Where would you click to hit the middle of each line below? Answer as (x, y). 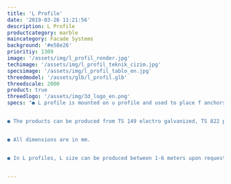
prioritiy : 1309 (30, 52)
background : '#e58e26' (40, 45)
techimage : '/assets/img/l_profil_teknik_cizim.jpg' (84, 65)
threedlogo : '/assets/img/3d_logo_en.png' (69, 97)
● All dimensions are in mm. (49, 139)
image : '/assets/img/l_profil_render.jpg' (69, 58)
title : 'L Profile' (35, 13)
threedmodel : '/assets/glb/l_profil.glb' (67, 77)
